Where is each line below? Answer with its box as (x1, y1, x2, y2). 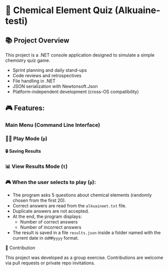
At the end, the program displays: (12, 213, 82, 219)
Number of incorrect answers (20, 224, 82, 231)
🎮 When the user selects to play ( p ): (5, 178, 96, 186)
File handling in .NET (12, 78, 56, 84)
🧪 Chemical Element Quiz (5, 5, 113, 16)
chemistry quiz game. (5, 58, 50, 63)
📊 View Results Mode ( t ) (5, 163, 68, 170)
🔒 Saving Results (5, 148, 41, 154)
